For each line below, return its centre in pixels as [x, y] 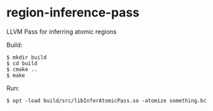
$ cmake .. [22, 69]
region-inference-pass [73, 13]
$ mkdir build [27, 57]
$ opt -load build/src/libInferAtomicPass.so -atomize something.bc [106, 101]
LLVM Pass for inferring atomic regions [62, 32]
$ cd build [22, 63]
